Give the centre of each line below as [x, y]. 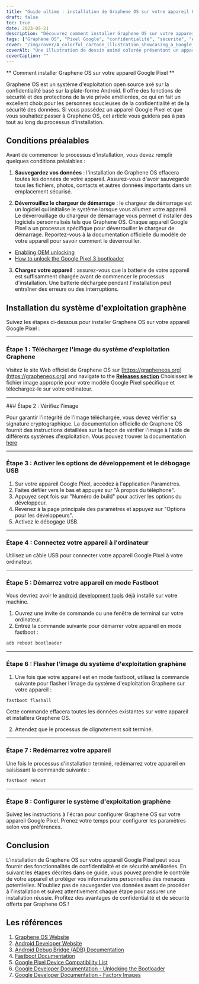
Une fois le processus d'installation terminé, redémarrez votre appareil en [96, 763]
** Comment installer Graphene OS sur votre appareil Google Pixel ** [90, 72]
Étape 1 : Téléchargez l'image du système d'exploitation [88, 350]
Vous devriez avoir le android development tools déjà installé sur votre [92, 596]
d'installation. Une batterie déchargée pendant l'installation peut [93, 283]
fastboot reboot [26, 780]
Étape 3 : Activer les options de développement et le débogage [98, 464]
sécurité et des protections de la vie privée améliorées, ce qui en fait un [94, 97]
